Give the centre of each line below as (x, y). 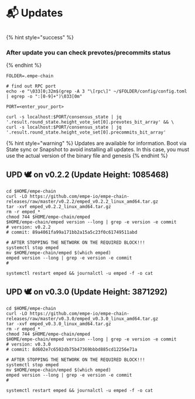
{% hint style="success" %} (40, 37)
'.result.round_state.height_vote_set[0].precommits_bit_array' (86, 132)
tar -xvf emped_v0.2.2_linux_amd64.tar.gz (59, 207)
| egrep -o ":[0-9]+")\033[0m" (44, 96)
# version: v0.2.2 (28, 227)
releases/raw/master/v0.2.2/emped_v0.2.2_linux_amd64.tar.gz (82, 202)
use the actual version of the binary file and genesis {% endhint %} (87, 155)
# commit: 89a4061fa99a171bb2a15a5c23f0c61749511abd (72, 232)
